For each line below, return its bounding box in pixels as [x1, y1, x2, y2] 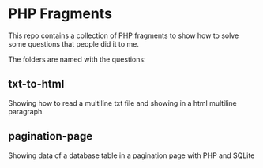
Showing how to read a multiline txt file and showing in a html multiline [8, 98, 237, 107]
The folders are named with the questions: [8, 54, 146, 64]
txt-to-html [8, 77, 65, 91]
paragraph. [8, 106, 45, 116]
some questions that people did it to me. [8, 39, 140, 48]
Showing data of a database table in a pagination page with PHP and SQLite [8, 151, 255, 160]
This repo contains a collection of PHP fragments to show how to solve [8, 31, 239, 40]
